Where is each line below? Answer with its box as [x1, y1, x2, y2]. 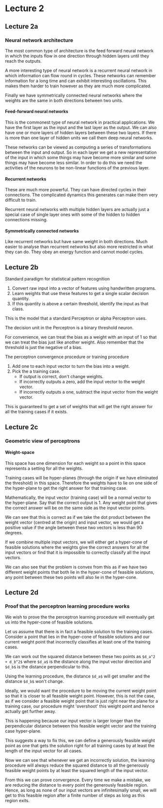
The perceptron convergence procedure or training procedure [5, 354, 130, 360]
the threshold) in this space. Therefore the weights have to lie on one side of [5, 480, 158, 486]
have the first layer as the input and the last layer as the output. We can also [5, 125, 157, 131]
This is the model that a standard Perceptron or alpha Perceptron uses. [5, 315, 147, 321]
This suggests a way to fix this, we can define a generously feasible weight [5, 737, 155, 743]
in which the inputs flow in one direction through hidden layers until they [5, 53, 149, 59]
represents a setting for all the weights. [5, 465, 83, 471]
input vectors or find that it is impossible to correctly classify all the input [5, 549, 150, 555]
